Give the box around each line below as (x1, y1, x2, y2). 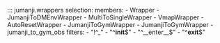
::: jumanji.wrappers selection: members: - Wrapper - (7, 6, 159, 14)
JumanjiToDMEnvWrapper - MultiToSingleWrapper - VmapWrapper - (7, 13, 204, 21)
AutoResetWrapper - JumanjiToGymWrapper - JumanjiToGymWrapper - (7, 21, 214, 28)
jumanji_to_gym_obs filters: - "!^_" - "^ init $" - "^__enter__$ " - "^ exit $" (7, 28, 206, 36)
